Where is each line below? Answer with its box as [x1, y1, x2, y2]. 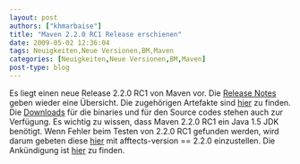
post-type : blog [9, 64, 70, 73]
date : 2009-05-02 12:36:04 [9, 38, 110, 47]
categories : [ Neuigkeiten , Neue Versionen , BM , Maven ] [9, 55, 206, 64]
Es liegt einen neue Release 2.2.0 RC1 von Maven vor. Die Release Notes [9, 87, 277, 99]
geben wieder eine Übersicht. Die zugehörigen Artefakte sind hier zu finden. [9, 97, 291, 108]
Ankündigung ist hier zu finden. [9, 144, 125, 155]
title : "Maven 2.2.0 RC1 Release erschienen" [9, 30, 182, 39]
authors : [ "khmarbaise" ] [9, 22, 102, 30]
